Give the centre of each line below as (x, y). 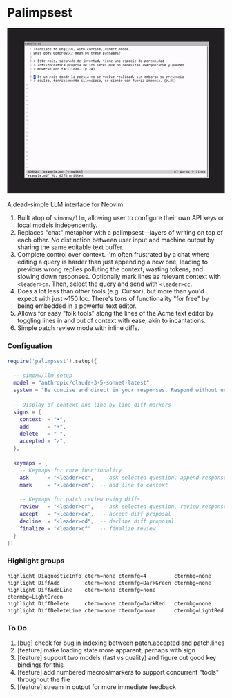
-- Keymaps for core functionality (71, 470)
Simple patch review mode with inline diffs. (78, 328)
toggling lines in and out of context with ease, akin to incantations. (112, 321)
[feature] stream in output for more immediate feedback (96, 687)
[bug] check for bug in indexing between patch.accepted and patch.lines (121, 643)
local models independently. (57, 225)
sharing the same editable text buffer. (70, 247)
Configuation (30, 346)
